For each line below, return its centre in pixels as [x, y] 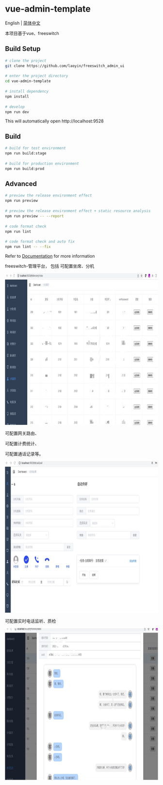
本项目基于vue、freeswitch [32, 33]
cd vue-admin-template [28, 81]
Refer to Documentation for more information [50, 256]
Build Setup [23, 49]
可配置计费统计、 [22, 443]
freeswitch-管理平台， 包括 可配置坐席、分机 [50, 266]
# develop [15, 107]
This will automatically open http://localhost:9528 [54, 121]
